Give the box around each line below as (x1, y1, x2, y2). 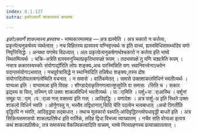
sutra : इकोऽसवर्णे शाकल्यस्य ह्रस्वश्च (6, 14, 73, 20)
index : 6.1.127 (6, 8, 43, 15)
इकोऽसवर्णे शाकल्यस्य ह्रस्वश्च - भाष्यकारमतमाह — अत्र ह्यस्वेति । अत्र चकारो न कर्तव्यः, (6, 35, 167, 42)
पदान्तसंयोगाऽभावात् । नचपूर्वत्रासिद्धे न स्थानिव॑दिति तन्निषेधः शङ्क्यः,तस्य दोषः (6, 68, 145, 75)
